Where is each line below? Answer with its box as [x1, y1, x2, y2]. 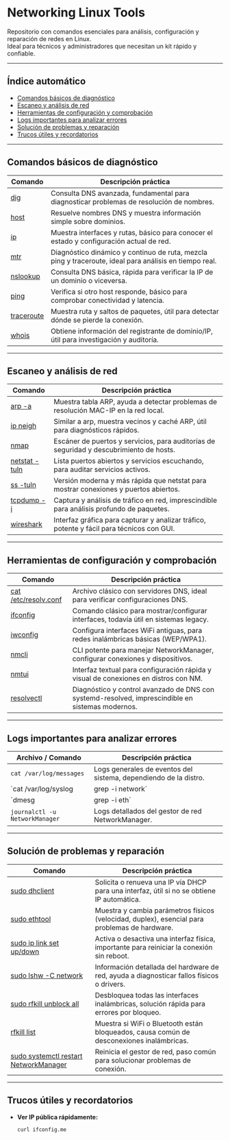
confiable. [7, 49, 36, 58]
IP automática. [94, 894, 141, 904]
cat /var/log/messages [10, 769, 84, 777]
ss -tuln [10, 480, 36, 490]
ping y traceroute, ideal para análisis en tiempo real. [50, 256, 217, 265]
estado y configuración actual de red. [50, 236, 171, 246]
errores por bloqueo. [94, 1007, 162, 1017]
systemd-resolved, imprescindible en [72, 693, 193, 703]
